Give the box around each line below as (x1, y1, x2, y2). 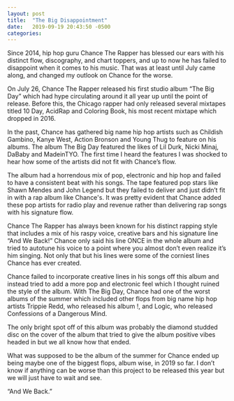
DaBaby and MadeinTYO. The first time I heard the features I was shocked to (7, 150, 228, 159)
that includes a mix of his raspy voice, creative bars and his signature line (7, 229, 219, 238)
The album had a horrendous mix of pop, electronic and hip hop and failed (7, 171, 221, 180)
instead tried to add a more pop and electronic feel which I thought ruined (7, 280, 220, 289)
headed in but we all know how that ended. (7, 338, 131, 347)
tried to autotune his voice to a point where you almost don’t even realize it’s (7, 244, 227, 252)
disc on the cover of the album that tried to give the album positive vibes (7, 330, 216, 339)
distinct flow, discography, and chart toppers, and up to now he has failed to (7, 57, 227, 65)
